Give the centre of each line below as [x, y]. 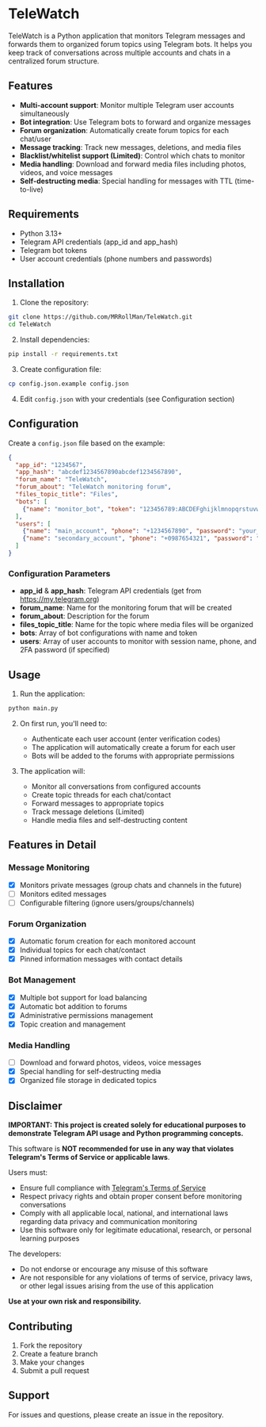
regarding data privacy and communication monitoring [108, 1222]
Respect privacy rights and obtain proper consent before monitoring [131, 1196]
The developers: [35, 1254]
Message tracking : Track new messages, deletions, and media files [130, 147]
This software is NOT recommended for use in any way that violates [121, 1149]
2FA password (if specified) [65, 650]
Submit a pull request [54, 1370]
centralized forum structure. [54, 61]
